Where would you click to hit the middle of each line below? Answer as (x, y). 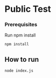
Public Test (28, 9)
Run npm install (20, 35)
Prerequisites (21, 25)
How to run (22, 59)
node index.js (19, 71)
